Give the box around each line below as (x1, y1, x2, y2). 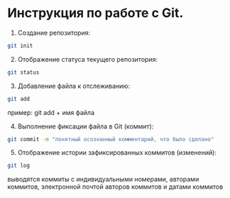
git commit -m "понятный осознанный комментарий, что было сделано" (7, 136, 214, 143)
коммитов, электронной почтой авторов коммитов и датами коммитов (7, 182, 224, 191)
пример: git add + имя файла (7, 108, 94, 116)
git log (7, 162, 31, 170)
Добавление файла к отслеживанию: (17, 82, 131, 90)
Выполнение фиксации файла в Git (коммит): (17, 122, 154, 131)
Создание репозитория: (17, 28, 91, 37)
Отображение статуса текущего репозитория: (17, 55, 158, 63)
